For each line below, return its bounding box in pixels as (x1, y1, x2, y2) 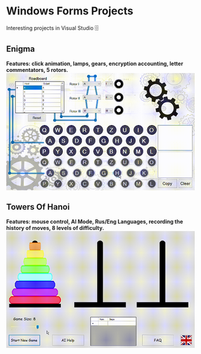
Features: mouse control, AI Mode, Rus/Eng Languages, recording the (6, 217, 184, 225)
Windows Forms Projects (6, 4, 133, 18)
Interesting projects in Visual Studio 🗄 (6, 24, 99, 31)
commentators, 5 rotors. (6, 66, 69, 73)
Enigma (6, 44, 35, 55)
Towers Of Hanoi (6, 202, 70, 212)
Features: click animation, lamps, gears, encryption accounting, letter (6, 60, 184, 67)
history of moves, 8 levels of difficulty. (6, 224, 105, 231)
